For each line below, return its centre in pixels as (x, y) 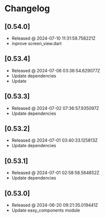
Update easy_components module (46, 210)
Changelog (27, 9)
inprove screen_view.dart (36, 44)
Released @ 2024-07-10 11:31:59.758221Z (53, 38)
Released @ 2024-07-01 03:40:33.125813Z (54, 140)
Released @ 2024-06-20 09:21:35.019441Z (55, 205)
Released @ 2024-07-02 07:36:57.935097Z (55, 108)
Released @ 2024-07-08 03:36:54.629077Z (56, 70)
